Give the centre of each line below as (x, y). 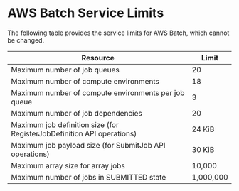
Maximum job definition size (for (65, 124)
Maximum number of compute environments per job (98, 92)
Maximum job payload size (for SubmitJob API (88, 145)
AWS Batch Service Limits (86, 13)
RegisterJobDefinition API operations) (74, 133)
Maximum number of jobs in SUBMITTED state (89, 177)
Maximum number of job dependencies (76, 113)
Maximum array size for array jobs (68, 165)
